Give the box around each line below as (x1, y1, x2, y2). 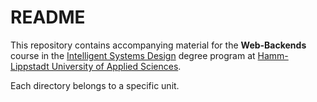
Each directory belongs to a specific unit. (10, 79, 180, 91)
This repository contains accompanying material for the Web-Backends (10, 39, 307, 51)
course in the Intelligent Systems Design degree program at (10, 49, 256, 61)
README (10, 6, 86, 29)
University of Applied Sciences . (51, 60, 182, 72)
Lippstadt (10, 60, 50, 72)
